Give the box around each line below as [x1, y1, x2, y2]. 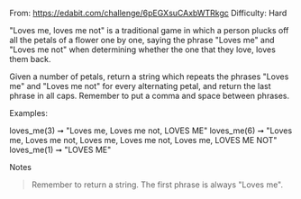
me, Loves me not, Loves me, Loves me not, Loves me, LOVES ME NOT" [9, 135, 278, 145]
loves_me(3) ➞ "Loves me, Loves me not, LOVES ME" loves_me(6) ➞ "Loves [9, 125, 293, 136]
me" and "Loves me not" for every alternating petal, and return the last [9, 81, 271, 91]
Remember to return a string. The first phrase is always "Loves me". [31, 179, 284, 190]
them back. [9, 54, 51, 64]
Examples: [9, 108, 48, 118]
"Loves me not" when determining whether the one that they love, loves [9, 44, 277, 55]
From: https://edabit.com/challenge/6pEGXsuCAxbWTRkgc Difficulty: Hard [9, 8, 287, 18]
